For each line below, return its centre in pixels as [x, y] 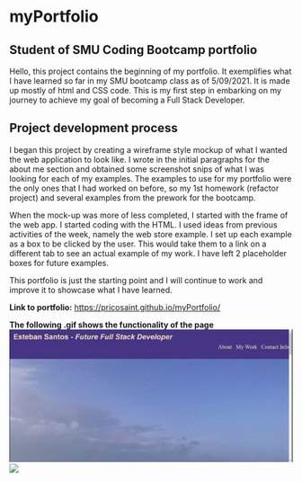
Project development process [93, 128]
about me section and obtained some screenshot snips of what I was [137, 169]
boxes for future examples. [59, 263]
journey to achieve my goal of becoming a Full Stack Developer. [127, 100]
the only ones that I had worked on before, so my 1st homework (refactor [144, 188]
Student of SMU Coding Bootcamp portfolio [133, 50]
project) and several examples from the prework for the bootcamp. [133, 197]
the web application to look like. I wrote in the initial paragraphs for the [139, 159]
